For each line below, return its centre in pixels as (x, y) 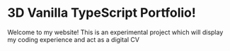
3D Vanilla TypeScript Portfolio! (102, 13)
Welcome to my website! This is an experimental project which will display (115, 32)
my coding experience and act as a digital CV (74, 39)
